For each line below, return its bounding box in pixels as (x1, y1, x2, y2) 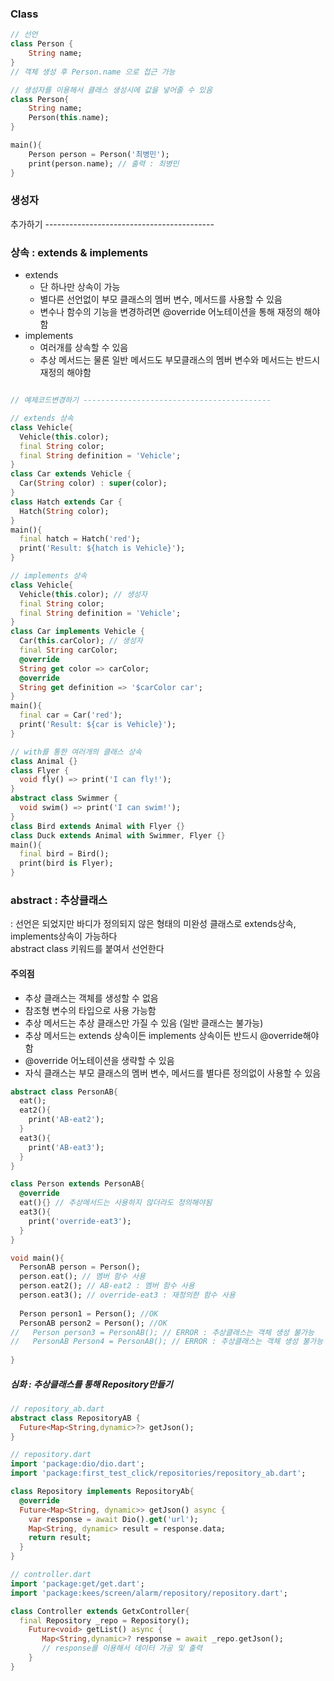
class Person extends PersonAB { (10, 1179, 145, 1189)
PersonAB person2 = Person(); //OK (19, 1318, 168, 1328)
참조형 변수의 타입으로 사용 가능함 (24, 1004, 157, 1016)
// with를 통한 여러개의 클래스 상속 (10, 747, 143, 757)
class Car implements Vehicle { (10, 627, 145, 637)
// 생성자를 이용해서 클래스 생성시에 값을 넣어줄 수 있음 (10, 85, 213, 95)
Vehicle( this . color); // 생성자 (19, 589, 148, 599)
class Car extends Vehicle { (10, 469, 132, 479)
